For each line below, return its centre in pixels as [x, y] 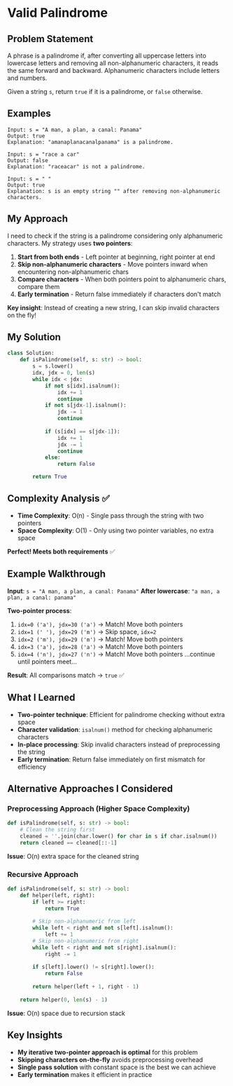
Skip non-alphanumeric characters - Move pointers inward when [112, 264]
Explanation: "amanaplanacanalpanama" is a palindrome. [90, 142]
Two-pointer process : [40, 610]
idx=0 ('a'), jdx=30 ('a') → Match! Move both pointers [100, 624]
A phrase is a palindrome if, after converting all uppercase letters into [107, 55]
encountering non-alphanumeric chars [73, 271]
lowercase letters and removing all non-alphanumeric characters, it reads [113, 63]
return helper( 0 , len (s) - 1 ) [64, 1000]
